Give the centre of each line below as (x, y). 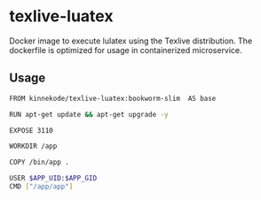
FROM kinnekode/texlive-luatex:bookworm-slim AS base (113, 98)
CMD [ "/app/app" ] (41, 187)
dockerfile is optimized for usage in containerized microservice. (126, 50)
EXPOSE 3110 (31, 130)
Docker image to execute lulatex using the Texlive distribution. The (131, 41)
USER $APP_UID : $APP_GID (53, 179)
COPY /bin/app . (39, 162)
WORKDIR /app (33, 146)
